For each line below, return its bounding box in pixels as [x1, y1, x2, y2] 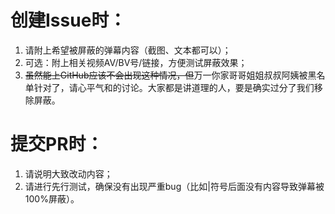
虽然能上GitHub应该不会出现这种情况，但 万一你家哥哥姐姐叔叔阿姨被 [24, 69, 308, 81]
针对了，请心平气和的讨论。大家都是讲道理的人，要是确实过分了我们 [33, 81, 315, 93]
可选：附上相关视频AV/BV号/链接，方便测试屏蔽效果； [24, 56, 248, 68]
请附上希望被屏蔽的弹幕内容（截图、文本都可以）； [24, 44, 232, 56]
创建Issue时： [10, 9, 127, 32]
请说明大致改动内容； [24, 167, 113, 180]
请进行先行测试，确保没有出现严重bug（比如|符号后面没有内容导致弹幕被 [24, 180, 325, 192]
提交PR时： [10, 133, 104, 156]
